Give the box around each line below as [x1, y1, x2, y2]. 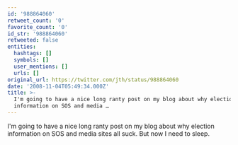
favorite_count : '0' [7, 23, 69, 30]
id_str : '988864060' [7, 30, 69, 37]
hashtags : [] [13, 50, 52, 57]
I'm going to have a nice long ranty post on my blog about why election [7, 122, 215, 130]
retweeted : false [7, 37, 59, 44]
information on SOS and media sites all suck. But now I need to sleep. [7, 129, 210, 138]
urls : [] [13, 69, 40, 76]
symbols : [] [13, 57, 50, 64]
